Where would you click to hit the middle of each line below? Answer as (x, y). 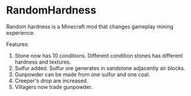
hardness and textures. (43, 62)
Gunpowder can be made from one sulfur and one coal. (82, 74)
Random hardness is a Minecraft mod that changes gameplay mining (90, 27)
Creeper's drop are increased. (51, 81)
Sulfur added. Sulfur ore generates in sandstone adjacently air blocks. (100, 68)
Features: (18, 44)
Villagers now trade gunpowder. (54, 87)
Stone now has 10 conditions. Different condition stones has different (99, 55)
